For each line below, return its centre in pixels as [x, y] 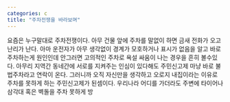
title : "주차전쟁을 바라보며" [44, 20]
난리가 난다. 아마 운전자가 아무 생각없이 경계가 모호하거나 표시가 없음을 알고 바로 [114, 49]
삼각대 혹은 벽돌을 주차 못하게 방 [50, 91]
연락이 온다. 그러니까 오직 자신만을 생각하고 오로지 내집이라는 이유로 [127, 74]
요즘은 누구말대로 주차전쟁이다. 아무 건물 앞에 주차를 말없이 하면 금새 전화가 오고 [114, 40]
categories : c [27, 13]
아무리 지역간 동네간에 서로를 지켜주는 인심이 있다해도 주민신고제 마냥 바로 [115, 66]
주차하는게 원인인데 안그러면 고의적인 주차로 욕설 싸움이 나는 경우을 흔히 [103, 57]
